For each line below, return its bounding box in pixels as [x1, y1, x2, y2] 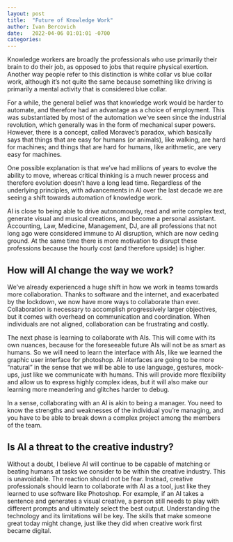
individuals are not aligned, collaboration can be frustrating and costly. [7, 319, 209, 328]
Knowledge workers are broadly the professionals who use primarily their [7, 55, 218, 63]
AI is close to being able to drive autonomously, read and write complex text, [7, 207, 227, 216]
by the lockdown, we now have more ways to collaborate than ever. [7, 297, 200, 306]
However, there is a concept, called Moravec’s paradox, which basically [7, 128, 212, 137]
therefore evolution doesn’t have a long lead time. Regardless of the [7, 179, 202, 187]
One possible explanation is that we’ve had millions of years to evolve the [7, 164, 217, 172]
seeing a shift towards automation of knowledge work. [7, 193, 163, 202]
